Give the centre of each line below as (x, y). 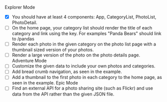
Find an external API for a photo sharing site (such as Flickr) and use (82, 88)
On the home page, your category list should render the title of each (82, 28)
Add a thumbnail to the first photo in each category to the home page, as (87, 77)
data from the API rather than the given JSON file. (63, 94)
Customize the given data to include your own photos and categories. (83, 66)
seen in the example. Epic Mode (45, 83)
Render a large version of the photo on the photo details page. (76, 55)
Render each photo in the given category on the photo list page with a (84, 44)
